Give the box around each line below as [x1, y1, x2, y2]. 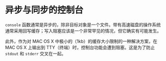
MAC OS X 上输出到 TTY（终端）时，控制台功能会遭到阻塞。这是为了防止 [5, 44, 155, 50]
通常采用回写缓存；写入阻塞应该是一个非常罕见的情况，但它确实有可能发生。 [5, 28, 162, 33]
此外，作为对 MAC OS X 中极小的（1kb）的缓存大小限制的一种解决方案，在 [5, 38, 158, 44]
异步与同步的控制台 [5, 4, 84, 16]
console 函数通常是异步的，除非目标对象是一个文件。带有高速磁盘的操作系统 [5, 22, 161, 28]
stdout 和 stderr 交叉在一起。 [5, 50, 66, 57]
